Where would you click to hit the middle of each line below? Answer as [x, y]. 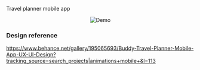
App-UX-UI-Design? [31, 55]
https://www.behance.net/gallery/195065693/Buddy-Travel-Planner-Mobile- [100, 48]
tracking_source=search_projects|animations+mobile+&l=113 [81, 61]
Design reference [32, 35]
